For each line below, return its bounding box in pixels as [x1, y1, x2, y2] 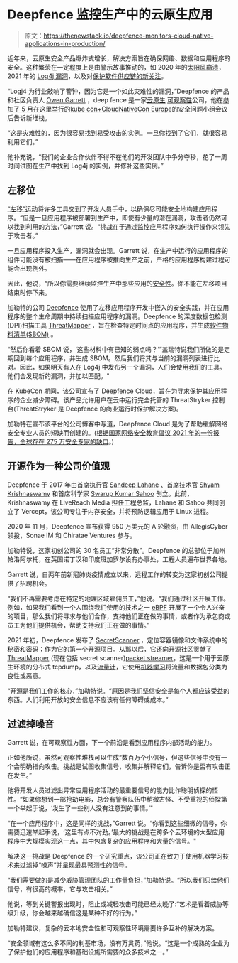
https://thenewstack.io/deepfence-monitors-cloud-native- [43, 31, 214, 40]
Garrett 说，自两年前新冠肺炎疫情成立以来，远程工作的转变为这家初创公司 [7, 570, 222, 579]
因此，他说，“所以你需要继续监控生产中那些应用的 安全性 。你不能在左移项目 [7, 279, 228, 288]
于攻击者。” [7, 231, 39, 240]
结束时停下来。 [7, 288, 51, 296]
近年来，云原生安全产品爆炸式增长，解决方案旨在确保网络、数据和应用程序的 [7, 54, 231, 63]
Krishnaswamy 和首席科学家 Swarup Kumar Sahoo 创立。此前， [7, 489, 193, 497]
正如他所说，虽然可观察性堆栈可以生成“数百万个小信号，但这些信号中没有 [7, 753, 222, 762]
